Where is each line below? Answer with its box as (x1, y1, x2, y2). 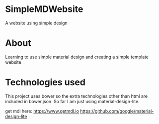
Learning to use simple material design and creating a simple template (5, 54, 149, 60)
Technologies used (5, 77, 86, 88)
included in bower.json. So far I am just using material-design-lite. (5, 98, 140, 104)
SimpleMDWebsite (5, 3, 83, 15)
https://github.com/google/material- (80, 108, 154, 114)
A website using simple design (5, 20, 68, 26)
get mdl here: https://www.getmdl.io (5, 108, 79, 114)
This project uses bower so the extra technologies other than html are (5, 93, 148, 99)
